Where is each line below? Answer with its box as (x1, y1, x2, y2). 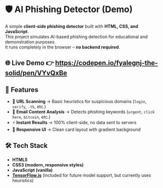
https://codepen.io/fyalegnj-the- (55, 59, 158, 67)
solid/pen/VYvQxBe (5, 69, 67, 77)
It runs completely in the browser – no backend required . (5, 44, 121, 50)
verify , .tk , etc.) (12, 104, 46, 110)
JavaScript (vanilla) (12, 167, 53, 173)
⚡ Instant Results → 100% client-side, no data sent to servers (12, 120, 137, 125)
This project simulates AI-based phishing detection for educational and (5, 34, 148, 40)
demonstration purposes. (5, 39, 56, 44)
